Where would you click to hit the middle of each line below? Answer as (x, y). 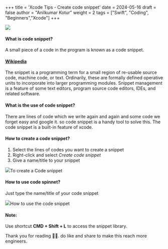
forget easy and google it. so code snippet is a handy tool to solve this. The (83, 122)
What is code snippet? (29, 39)
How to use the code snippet (40, 204)
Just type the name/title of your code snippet (52, 193)
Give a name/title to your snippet (46, 160)
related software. (23, 94)
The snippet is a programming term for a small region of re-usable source (81, 73)
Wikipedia (16, 61)
